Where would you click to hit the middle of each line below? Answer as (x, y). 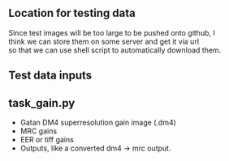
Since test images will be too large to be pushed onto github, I (112, 32)
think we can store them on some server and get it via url (104, 41)
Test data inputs (50, 76)
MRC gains (39, 131)
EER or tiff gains (47, 140)
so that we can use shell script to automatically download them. (115, 50)
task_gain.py (42, 103)
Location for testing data (72, 13)
